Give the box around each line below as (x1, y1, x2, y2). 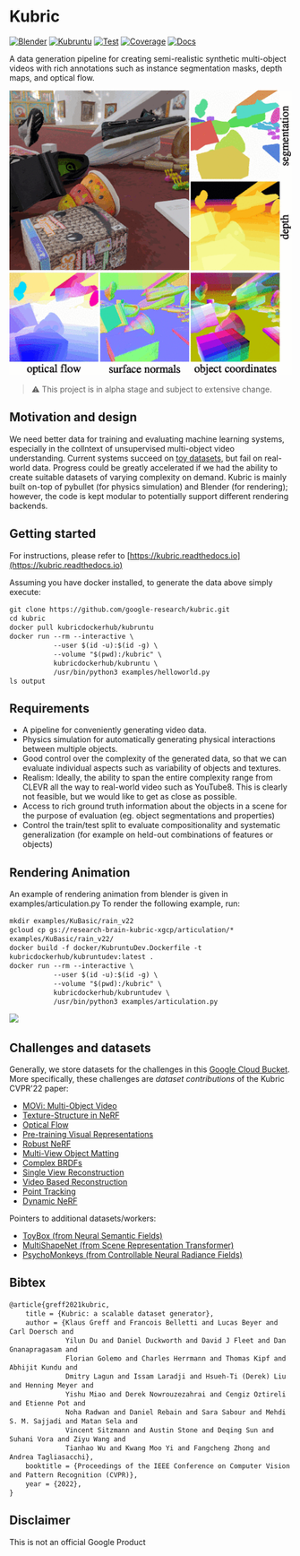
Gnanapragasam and (9, 1344, 78, 1354)
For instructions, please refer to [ (9, 549, 131, 561)
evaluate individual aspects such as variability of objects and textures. (21, 763, 282, 774)
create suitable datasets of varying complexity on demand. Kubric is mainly (9, 471, 287, 482)
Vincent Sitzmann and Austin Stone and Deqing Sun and (65, 1425, 275, 1435)
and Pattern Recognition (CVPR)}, (9, 1470, 139, 1480)
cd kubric (9, 614, 47, 623)
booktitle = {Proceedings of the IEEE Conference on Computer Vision (25, 1461, 291, 1471)
